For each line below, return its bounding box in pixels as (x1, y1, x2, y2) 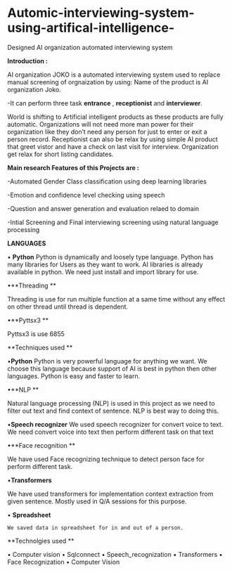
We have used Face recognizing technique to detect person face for (7, 455, 205, 463)
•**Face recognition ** (7, 441, 76, 449)
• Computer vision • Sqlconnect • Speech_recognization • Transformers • (7, 550, 223, 558)
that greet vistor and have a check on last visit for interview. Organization (7, 142, 219, 150)
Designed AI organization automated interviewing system (7, 43, 173, 51)
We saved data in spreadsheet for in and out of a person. (7, 524, 184, 532)
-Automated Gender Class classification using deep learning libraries (7, 177, 207, 186)
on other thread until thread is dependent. (7, 302, 129, 311)
